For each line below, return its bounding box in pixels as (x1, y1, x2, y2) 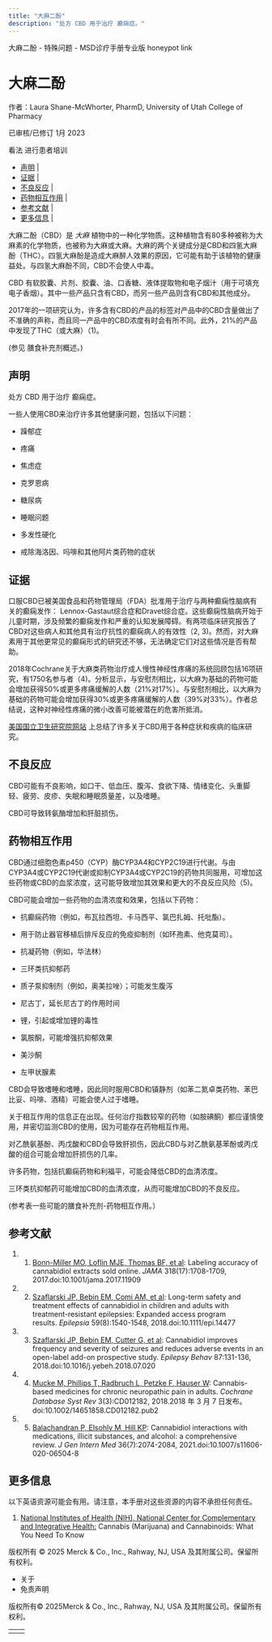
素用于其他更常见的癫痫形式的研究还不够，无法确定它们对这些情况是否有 (8, 637, 249, 647)
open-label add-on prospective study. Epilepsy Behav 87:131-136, (32, 1352, 252, 1362)
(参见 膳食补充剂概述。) (8, 343, 83, 353)
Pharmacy (8, 111, 43, 122)
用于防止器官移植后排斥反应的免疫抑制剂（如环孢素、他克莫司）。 (19, 929, 237, 939)
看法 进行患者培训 (8, 145, 67, 155)
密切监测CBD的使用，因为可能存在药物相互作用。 (29, 1122, 194, 1131)
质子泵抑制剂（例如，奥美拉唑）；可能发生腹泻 (19, 981, 173, 990)
